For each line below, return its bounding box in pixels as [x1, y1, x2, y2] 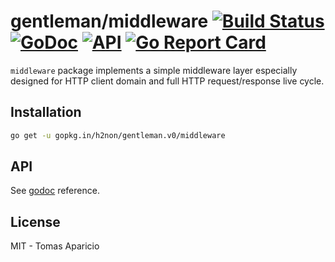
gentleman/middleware [10, 10, 209, 33]
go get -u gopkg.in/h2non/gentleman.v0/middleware [10, 130, 226, 140]
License [10, 213, 61, 230]
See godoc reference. [10, 185, 100, 197]
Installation [10, 104, 82, 121]
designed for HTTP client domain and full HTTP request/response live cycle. [10, 75, 325, 87]
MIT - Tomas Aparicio [10, 240, 100, 252]
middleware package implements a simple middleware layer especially [10, 64, 298, 76]
